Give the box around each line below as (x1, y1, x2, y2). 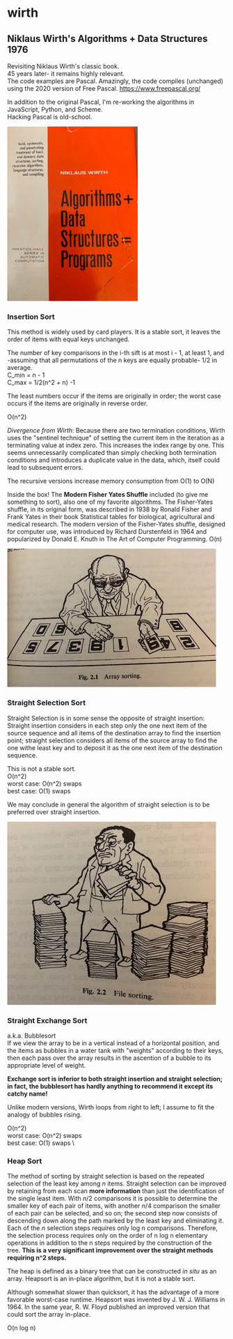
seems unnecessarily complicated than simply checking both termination (7, 449, 217, 457)
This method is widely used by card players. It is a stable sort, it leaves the (7, 328, 220, 336)
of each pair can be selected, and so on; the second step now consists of (7, 1209, 218, 1218)
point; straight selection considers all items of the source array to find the (7, 736, 218, 745)
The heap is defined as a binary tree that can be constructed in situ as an (7, 1267, 217, 1276)
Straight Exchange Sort (7, 1015, 88, 1025)
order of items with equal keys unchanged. (7, 335, 130, 343)
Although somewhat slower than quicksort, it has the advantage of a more (7, 1288, 219, 1296)
